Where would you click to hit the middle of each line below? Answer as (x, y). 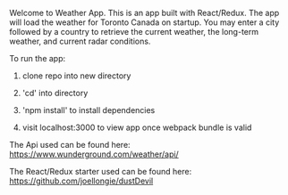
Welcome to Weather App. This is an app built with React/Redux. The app (144, 13)
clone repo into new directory (76, 76)
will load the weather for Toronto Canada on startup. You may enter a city (144, 22)
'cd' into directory (55, 93)
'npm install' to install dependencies (89, 110)
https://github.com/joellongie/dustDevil (81, 181)
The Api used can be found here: (70, 145)
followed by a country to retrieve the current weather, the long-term (134, 32)
